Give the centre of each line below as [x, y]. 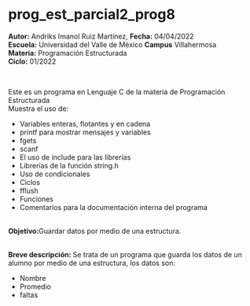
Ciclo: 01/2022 [32, 61]
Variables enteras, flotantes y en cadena [85, 124]
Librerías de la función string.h [69, 165]
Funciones [36, 199]
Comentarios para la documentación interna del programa [114, 207]
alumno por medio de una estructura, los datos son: [92, 263]
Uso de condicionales [55, 174]
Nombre [33, 278]
